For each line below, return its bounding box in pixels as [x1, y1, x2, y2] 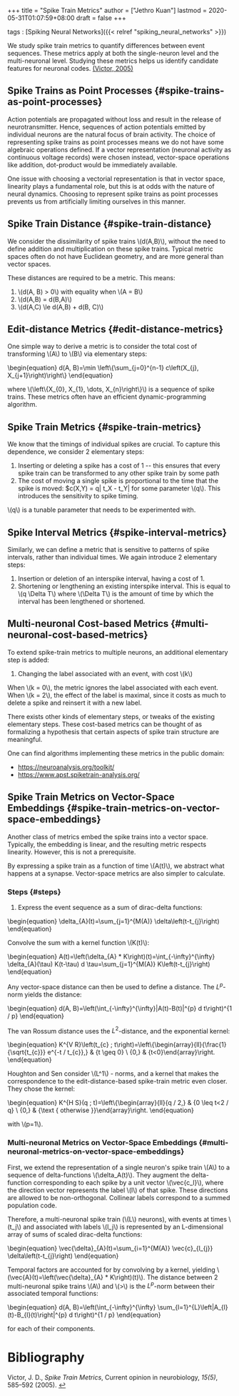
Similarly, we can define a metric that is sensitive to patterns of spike [7, 545, 210, 554]
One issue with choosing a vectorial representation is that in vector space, [7, 174, 225, 183]
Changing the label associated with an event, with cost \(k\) [17, 669, 193, 678]
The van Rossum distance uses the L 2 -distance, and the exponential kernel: [7, 1025, 230, 1035]
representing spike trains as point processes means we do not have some [7, 137, 225, 146]
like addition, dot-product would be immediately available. [7, 160, 178, 169]
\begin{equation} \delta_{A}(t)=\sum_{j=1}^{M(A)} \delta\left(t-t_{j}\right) [7, 916, 220, 925]
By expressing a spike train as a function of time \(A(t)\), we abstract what [7, 861, 225, 870]
